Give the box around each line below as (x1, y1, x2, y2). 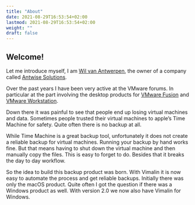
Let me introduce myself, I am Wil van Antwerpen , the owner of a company (6, 67, 187, 74)
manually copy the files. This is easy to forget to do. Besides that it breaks (6, 151, 184, 158)
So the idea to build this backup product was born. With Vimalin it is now (6, 168, 182, 175)
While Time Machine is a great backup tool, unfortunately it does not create (6, 132, 189, 139)
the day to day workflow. (6, 157, 66, 164)
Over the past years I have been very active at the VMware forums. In (6, 85, 174, 92)
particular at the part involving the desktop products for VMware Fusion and (6, 91, 189, 98)
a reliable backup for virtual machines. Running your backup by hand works (6, 138, 189, 145)
